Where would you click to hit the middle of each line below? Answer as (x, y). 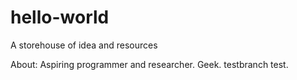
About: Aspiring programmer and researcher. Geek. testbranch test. (149, 64)
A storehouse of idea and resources (84, 45)
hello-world (60, 17)
